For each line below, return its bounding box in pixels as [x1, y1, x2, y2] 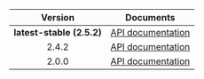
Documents [125, 12, 176, 23]
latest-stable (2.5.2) [13, 27, 102, 38]
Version [41, 12, 75, 23]
